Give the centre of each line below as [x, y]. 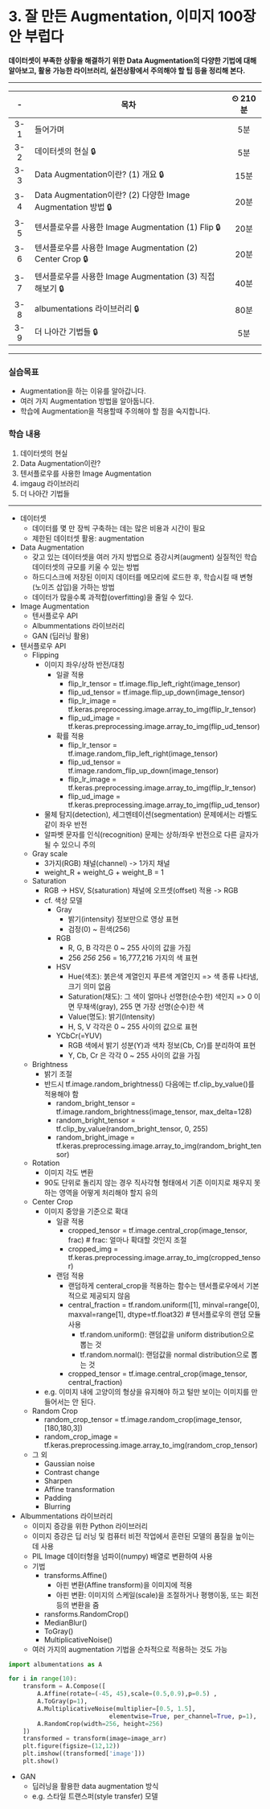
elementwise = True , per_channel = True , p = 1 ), [183, 1716]
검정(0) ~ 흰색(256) [99, 929]
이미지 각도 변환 [69, 1172]
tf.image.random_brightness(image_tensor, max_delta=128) [154, 1111]
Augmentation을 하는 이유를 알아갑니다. [83, 391]
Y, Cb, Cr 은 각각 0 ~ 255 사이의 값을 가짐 [134, 1055]
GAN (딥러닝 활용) [61, 636]
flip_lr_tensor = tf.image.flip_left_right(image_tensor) [154, 683]
